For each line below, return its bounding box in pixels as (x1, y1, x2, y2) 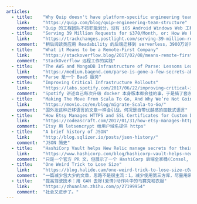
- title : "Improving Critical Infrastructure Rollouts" (11, 80, 159, 86)
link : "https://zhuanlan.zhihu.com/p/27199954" (16, 183, 145, 189)
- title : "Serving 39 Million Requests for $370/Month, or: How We (11, 31, 188, 36)
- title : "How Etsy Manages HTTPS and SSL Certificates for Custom (11, 112, 188, 118)
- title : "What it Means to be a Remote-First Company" (11, 47, 159, 53)
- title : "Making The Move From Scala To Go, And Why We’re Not (11, 96, 180, 102)
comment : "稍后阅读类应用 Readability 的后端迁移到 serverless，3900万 (16, 42, 185, 48)
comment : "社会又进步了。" (16, 189, 79, 195)
